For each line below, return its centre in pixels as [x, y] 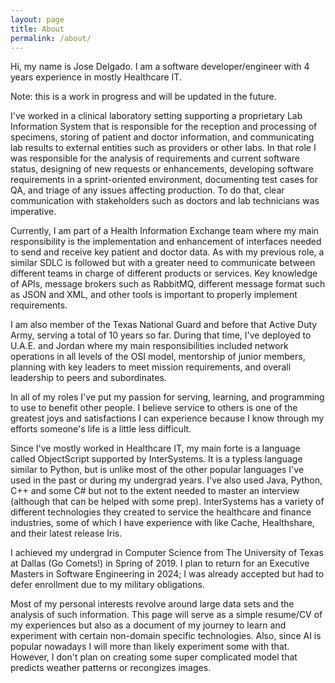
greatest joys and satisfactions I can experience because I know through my [167, 418]
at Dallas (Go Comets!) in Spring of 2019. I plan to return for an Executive [160, 563]
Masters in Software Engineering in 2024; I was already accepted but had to [167, 574]
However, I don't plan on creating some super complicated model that [154, 657]
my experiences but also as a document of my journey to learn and [148, 625]
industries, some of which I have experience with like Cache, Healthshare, [162, 523]
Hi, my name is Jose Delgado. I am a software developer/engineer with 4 [160, 67]
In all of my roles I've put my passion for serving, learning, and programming [167, 397]
